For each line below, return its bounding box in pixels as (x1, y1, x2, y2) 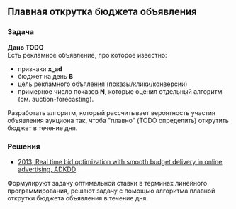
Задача (7, 27, 34, 37)
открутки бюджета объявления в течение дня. (7, 193, 149, 202)
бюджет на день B (17, 72, 73, 80)
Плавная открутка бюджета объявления (7, 6, 197, 18)
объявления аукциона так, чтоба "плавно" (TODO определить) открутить (7, 116, 229, 124)
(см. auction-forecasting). (17, 95, 94, 103)
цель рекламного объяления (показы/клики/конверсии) (17, 80, 188, 88)
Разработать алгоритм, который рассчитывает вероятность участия (7, 108, 216, 117)
